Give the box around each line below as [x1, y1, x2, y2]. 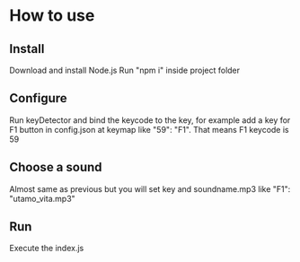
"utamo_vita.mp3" [9, 193, 76, 204]
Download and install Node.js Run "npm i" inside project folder [9, 65, 241, 75]
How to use [9, 5, 95, 26]
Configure [9, 91, 67, 106]
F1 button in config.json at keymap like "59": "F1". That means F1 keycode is [9, 124, 289, 135]
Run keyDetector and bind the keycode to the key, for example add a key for [9, 114, 291, 126]
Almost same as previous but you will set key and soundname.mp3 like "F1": [9, 183, 291, 194]
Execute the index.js [9, 243, 84, 254]
